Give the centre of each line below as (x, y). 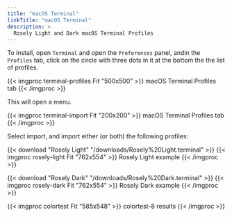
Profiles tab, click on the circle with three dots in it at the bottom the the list (116, 61)
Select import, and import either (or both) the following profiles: (98, 136)
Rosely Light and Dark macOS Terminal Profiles (84, 33)
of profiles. (23, 67)
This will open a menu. (39, 102)
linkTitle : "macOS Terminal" (49, 20)
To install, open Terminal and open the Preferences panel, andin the (104, 53)
